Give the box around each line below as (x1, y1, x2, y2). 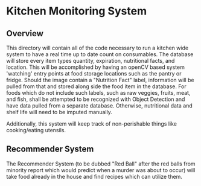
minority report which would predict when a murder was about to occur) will (6, 166, 196, 173)
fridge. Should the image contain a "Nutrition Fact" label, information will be (6, 77, 194, 83)
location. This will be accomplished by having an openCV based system (6, 63, 185, 71)
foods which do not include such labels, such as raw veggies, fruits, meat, (6, 89, 191, 96)
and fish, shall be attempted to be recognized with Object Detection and (6, 95, 185, 103)
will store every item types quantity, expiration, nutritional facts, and (6, 57, 175, 64)
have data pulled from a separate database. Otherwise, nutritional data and (6, 102, 193, 109)
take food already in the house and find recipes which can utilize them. (6, 173, 183, 180)
